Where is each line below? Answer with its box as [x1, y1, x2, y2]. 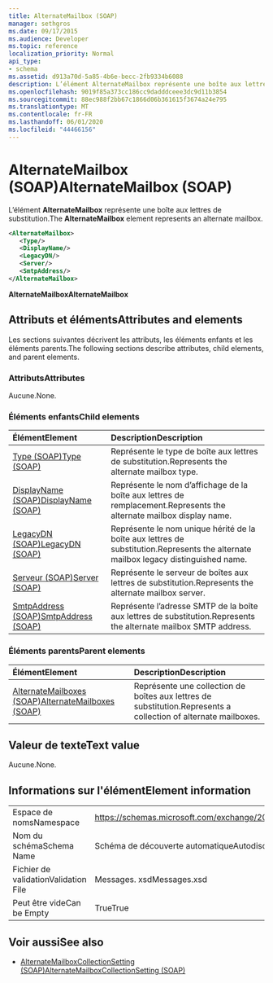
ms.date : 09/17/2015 [8, 27, 79, 35]
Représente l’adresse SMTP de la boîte [110, 600, 258, 612]
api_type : [8, 58, 42, 66]
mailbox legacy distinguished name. [110, 554, 248, 565]
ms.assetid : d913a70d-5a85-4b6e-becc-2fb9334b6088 [8, 72, 184, 81]
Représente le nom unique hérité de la [110, 523, 256, 534]
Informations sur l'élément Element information [8, 783, 252, 797]
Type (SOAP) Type [12, 451, 81, 463]
